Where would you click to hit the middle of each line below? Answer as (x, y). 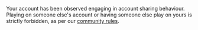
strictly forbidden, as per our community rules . (63, 21)
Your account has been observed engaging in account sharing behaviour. (95, 9)
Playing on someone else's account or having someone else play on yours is (99, 15)
